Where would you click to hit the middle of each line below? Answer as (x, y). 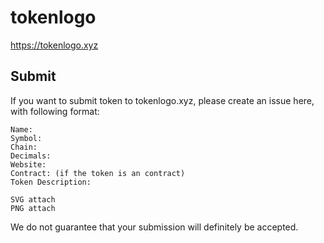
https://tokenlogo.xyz (54, 45)
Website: (28, 164)
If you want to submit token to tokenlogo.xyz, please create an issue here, (162, 100)
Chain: (24, 147)
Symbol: (26, 138)
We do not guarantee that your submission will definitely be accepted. (154, 227)
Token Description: (51, 182)
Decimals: (31, 156)
